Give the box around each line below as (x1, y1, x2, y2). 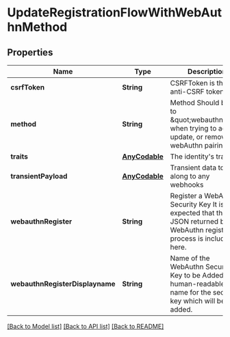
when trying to (170, 124, 217, 133)
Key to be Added (170, 271, 224, 280)
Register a (170, 191, 203, 200)
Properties (7, 46, 53, 58)
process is (170, 234, 204, 243)
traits (10, 152, 29, 161)
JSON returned (170, 217, 219, 226)
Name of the (170, 254, 210, 262)
